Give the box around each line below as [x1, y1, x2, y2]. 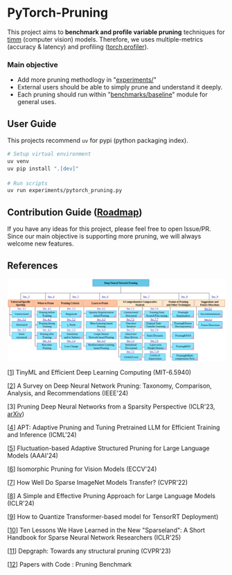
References [7, 259, 58, 271]
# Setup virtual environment [7, 151, 91, 157]
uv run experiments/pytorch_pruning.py [7, 187, 123, 194]
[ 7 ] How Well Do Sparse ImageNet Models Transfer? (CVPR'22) [7, 479, 188, 487]
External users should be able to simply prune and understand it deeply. [17, 83, 223, 92]
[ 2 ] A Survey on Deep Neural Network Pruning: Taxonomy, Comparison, [7, 381, 213, 390]
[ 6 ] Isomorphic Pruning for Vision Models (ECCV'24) [7, 465, 157, 473]
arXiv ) [7, 410, 25, 418]
